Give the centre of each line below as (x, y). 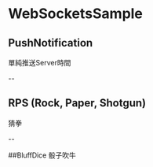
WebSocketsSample (76, 14)
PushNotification (51, 43)
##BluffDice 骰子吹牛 (42, 155)
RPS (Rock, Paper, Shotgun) (77, 103)
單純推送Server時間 (40, 63)
